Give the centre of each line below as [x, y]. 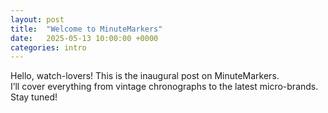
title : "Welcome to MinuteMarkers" [86, 29]
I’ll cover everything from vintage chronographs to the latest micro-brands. [164, 87]
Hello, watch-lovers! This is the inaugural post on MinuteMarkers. [145, 76]
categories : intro [48, 47]
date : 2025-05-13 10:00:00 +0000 [84, 38]
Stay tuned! [34, 97]
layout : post [37, 19]
